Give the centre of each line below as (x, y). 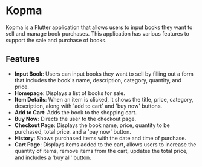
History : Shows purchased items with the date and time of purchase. (100, 138)
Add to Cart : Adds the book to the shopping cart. (76, 112)
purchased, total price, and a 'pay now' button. (73, 131)
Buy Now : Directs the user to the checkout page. (75, 119)
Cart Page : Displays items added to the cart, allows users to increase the (105, 144)
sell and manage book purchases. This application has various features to (98, 33)
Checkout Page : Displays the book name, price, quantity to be (92, 125)
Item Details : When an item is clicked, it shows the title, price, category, (104, 99)
